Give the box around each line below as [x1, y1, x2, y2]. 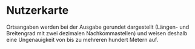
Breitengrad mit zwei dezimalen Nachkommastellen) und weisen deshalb [6, 29, 188, 36]
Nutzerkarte [6, 4, 69, 17]
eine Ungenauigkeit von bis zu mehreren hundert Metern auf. [6, 36, 159, 43]
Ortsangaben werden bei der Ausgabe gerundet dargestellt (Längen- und [6, 23, 190, 30]
